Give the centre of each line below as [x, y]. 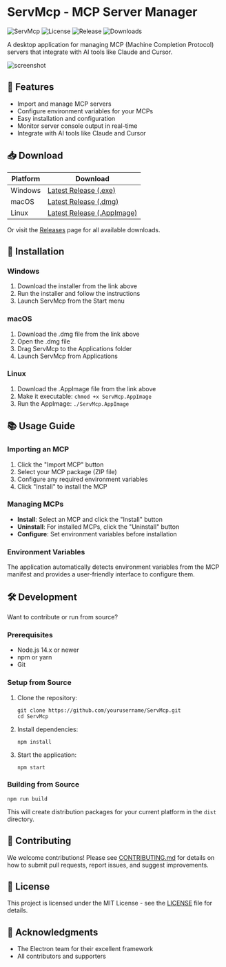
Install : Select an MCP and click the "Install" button [90, 519]
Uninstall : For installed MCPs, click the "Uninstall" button [98, 527]
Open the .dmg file [43, 341]
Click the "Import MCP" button [60, 464]
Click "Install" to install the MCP [62, 486]
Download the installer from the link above [77, 286]
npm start [31, 767]
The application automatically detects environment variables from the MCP [113, 567]
